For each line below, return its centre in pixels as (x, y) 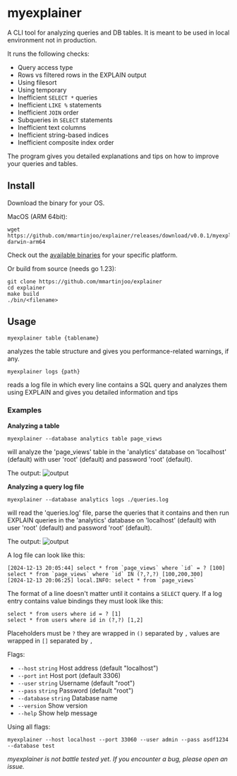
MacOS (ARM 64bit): (37, 216)
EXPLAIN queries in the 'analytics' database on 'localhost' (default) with (112, 520)
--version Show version (53, 705)
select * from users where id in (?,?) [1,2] (75, 620)
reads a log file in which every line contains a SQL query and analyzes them (117, 384)
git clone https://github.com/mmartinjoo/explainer (85, 281)
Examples (25, 410)
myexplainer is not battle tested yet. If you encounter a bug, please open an (117, 759)
